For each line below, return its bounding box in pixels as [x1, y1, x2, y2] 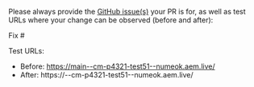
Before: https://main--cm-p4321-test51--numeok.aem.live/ [19, 61, 215, 71]
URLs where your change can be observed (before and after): [8, 15, 214, 25]
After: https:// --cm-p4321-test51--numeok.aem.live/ [19, 70, 194, 79]
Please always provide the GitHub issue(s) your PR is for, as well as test [8, 7, 246, 16]
